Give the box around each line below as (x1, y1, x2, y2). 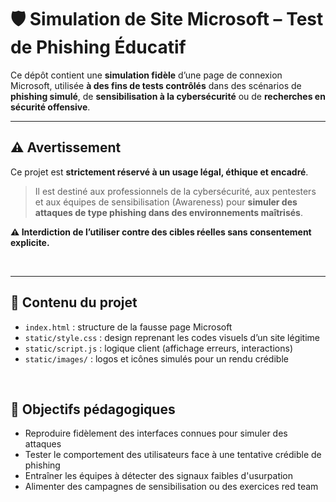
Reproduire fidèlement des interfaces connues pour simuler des (24, 427, 288, 440)
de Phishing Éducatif (10, 36, 187, 59)
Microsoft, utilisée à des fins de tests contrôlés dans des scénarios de (10, 79, 302, 91)
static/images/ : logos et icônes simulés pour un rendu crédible (24, 352, 289, 365)
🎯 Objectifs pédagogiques (10, 401, 176, 418)
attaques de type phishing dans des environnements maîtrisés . (34, 206, 303, 218)
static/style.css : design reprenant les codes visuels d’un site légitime (24, 331, 321, 343)
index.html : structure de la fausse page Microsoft (24, 321, 233, 333)
